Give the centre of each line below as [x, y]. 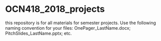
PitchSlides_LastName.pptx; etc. [38, 33]
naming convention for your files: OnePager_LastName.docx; [68, 28]
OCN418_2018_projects [55, 9]
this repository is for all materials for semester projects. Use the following [81, 23]
